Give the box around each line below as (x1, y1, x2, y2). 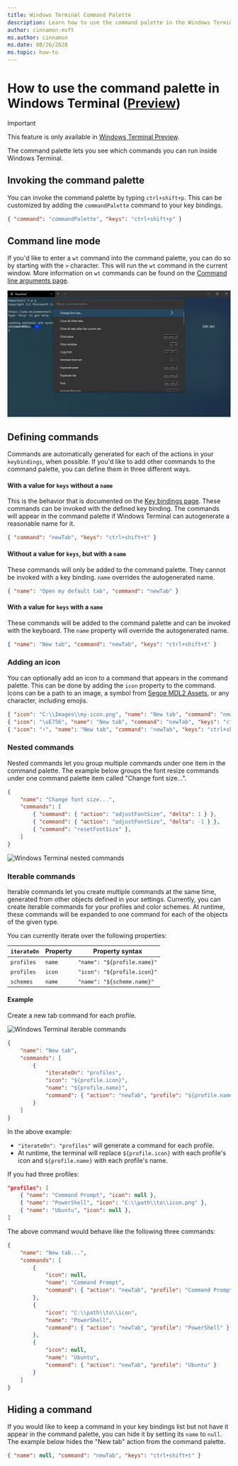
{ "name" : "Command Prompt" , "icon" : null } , (20, 1192, 157, 1199)
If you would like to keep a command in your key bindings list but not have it (7, 1423, 229, 1431)
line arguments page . (7, 277, 69, 285)
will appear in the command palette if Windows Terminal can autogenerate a (7, 512, 230, 521)
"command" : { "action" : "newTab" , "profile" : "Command (45, 1286, 211, 1294)
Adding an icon (7, 657, 61, 667)
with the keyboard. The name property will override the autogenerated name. (7, 626, 229, 634)
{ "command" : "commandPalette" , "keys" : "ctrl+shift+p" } (7, 215, 182, 223)
